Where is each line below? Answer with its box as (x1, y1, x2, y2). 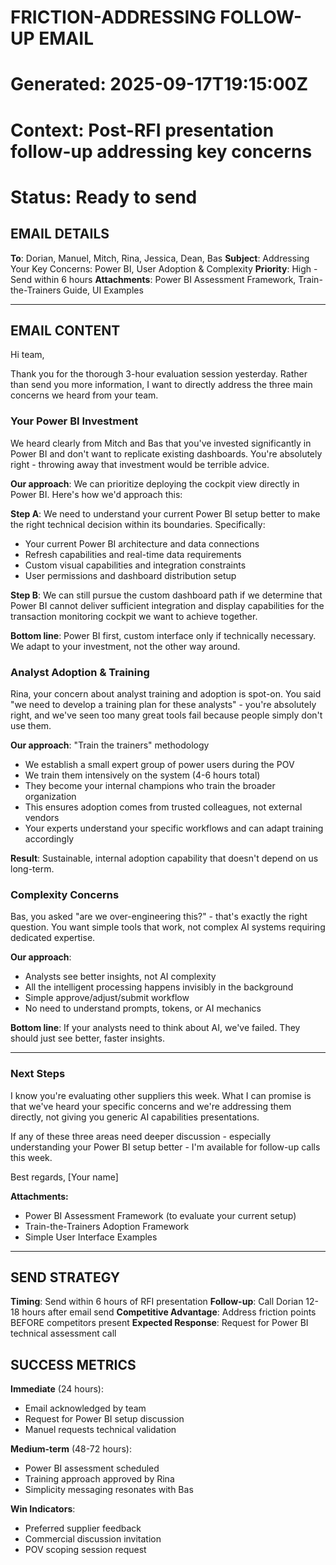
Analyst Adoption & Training (10, 665, 150, 679)
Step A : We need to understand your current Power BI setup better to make (10, 507, 321, 520)
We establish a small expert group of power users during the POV (24, 758, 295, 770)
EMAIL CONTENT (10, 322, 121, 339)
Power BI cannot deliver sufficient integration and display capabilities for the (10, 599, 325, 611)
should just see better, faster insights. (10, 1032, 165, 1045)
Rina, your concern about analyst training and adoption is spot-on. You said (10, 687, 322, 700)
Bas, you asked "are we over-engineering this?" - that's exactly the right (10, 911, 308, 923)
